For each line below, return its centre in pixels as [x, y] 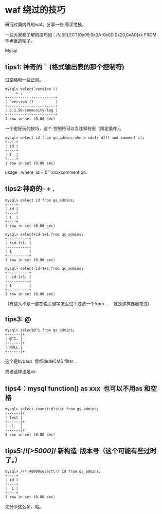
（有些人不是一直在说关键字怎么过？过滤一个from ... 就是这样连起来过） [79, 303]
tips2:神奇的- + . [30, 189]
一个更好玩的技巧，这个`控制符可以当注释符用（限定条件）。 [64, 128]
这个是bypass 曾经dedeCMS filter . [41, 361]
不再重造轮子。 [20, 41]
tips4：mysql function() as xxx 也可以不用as [74, 388]
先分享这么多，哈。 [24, 506]
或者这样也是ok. [21, 372]
